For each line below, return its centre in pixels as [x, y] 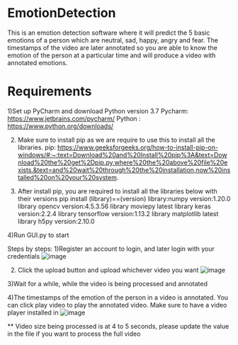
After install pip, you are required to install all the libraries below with [117, 191]
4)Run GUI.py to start [38, 234]
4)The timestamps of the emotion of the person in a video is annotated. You [118, 297]
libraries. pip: [37, 147]
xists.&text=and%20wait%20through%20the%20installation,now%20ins [124, 170]
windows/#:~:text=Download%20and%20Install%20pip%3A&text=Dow [123, 154]
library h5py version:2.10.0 [56, 221]
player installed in [33, 312]
